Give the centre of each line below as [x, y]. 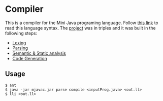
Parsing [20, 48]
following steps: [21, 33]
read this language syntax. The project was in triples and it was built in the [81, 28]
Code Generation [30, 58]
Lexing [19, 42]
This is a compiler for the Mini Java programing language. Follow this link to [82, 23]
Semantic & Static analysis [39, 53]
